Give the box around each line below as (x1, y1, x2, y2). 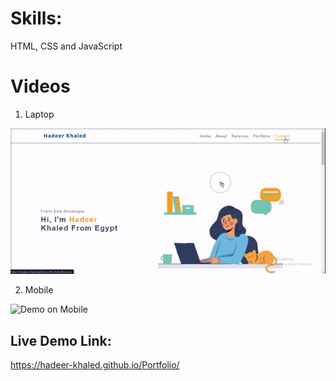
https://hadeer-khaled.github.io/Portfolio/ (10, 359, 180, 371)
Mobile (24, 284, 54, 296)
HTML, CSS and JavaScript (10, 40, 123, 52)
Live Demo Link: (10, 332, 112, 349)
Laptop (24, 108, 55, 120)
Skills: (10, 7, 63, 30)
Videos (10, 75, 71, 98)
